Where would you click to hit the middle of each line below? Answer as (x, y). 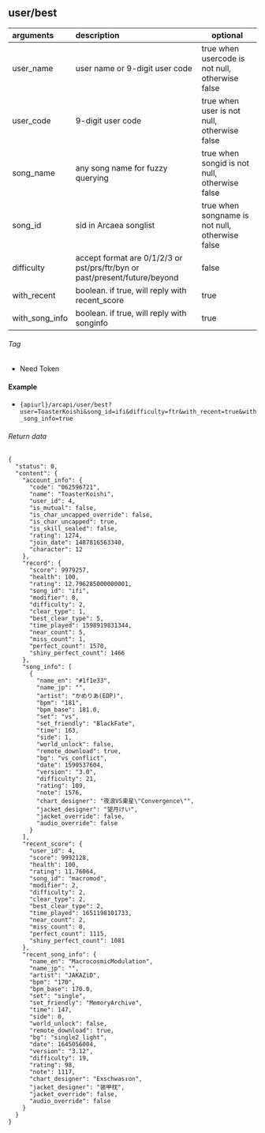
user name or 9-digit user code (134, 68)
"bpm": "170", (52, 982)
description (97, 35)
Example (23, 387)
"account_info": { (52, 481)
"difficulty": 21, (67, 779)
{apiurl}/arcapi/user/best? (65, 405)
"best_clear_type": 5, (66, 619)
